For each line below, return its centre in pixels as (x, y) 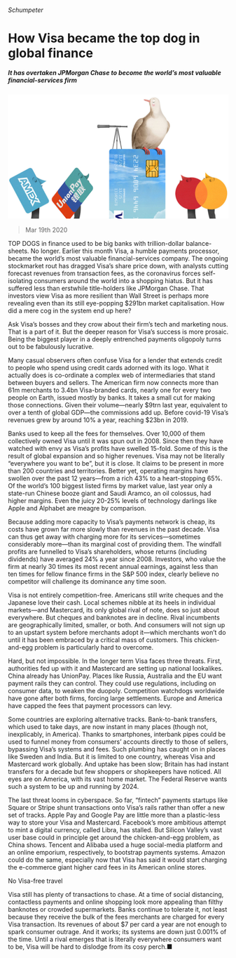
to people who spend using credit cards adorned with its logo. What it (109, 368)
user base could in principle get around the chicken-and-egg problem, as (114, 838)
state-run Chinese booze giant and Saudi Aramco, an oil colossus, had (110, 493)
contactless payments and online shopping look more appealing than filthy (116, 902)
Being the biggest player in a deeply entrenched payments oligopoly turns (114, 339)
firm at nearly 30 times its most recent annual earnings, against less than (113, 567)
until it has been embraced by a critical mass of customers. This (100, 640)
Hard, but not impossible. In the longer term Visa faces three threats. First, (115, 661)
